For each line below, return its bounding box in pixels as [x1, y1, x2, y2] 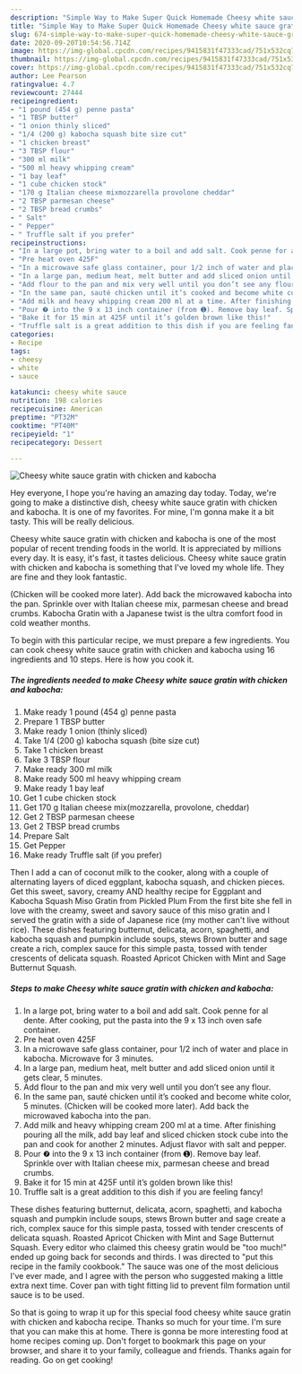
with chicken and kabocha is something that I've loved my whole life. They [10, 562, 285, 573]
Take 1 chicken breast [22, 745, 104, 756]
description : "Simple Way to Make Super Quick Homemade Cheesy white [10, 13, 276, 22]
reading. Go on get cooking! [10, 1355, 114, 1366]
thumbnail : [10, 55, 51, 64]
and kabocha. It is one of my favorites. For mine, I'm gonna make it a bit [10, 507, 274, 517]
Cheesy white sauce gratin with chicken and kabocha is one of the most [10, 534, 277, 544]
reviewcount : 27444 [10, 88, 83, 97]
